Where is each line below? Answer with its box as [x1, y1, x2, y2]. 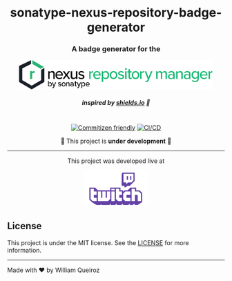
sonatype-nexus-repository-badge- [10, 5, 222, 21]
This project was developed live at [67, 157, 165, 165]
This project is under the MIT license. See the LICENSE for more [7, 238, 190, 246]
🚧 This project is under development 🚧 [60, 137, 172, 145]
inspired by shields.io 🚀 [81, 99, 151, 107]
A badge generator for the [71, 44, 161, 54]
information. [7, 246, 42, 254]
